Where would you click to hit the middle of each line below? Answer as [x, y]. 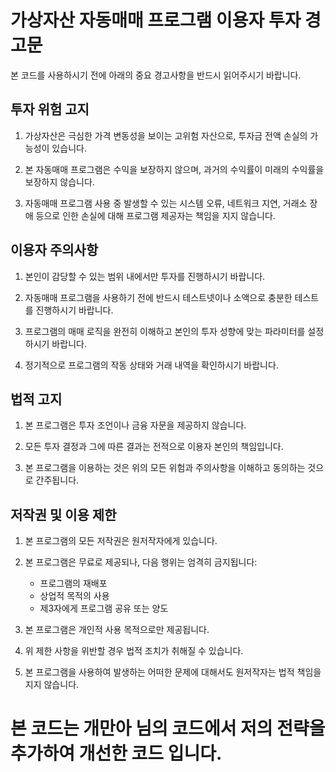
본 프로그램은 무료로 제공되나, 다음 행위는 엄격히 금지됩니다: [141, 562]
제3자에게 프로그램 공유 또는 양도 [104, 608]
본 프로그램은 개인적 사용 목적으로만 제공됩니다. [117, 630]
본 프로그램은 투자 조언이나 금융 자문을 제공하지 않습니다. [135, 425]
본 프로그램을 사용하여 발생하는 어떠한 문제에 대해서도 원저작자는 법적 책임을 [173, 672]
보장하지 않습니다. [59, 182]
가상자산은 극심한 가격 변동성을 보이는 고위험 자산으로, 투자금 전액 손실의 [166, 135]
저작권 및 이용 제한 [63, 514]
